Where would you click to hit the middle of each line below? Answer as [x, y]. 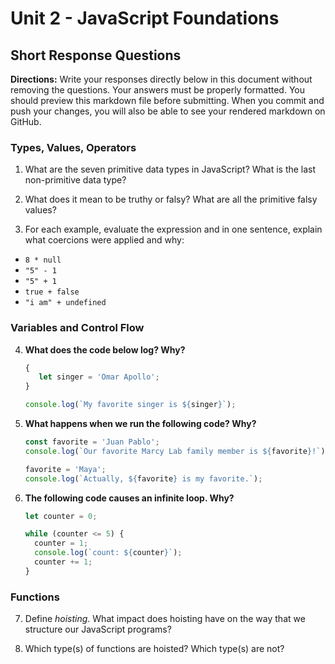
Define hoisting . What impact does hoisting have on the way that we [165, 619]
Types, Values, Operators [73, 147]
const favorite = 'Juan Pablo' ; [92, 442]
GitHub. [26, 121]
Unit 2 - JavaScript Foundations [145, 18]
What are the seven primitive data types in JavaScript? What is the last [170, 169]
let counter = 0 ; [61, 516]
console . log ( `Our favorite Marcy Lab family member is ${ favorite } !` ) [175, 451]
